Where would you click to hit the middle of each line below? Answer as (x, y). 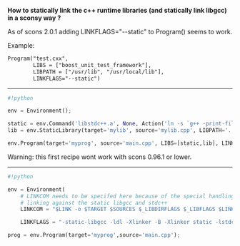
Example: (21, 45)
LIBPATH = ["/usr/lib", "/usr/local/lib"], (99, 72)
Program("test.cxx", (38, 58)
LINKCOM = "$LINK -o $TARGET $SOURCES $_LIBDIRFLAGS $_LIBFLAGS (118, 210)
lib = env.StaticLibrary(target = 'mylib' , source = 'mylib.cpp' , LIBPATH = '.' (121, 130)
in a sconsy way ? (34, 18)
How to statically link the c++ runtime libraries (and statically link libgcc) (117, 10)
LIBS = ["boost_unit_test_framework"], (92, 65)
